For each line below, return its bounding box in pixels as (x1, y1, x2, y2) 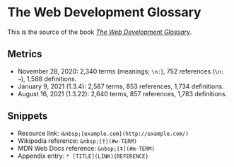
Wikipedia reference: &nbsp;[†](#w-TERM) (17, 136, 138, 145)
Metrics (7, 48, 42, 60)
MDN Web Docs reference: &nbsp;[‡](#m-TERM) (17, 144, 156, 152)
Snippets (7, 110, 48, 122)
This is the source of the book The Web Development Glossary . (7, 28, 192, 36)
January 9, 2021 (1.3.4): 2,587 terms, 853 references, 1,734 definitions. (17, 82, 224, 91)
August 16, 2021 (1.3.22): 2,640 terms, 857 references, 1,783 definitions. (17, 89, 228, 98)
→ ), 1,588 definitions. (17, 74, 77, 83)
